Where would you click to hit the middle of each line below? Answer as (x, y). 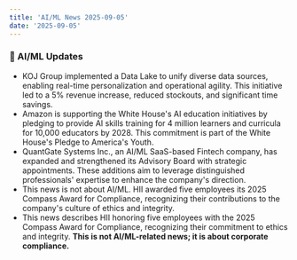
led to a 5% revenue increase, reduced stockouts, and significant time (150, 95)
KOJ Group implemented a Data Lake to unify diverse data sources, (145, 75)
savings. (37, 104)
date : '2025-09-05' (45, 26)
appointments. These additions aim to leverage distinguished (133, 170)
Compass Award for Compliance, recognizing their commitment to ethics (155, 226)
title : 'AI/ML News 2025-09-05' (69, 17)
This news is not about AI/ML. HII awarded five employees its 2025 (145, 189)
